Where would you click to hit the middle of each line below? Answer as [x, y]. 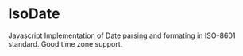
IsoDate [34, 14]
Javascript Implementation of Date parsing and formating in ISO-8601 [122, 35]
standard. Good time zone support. [66, 43]
